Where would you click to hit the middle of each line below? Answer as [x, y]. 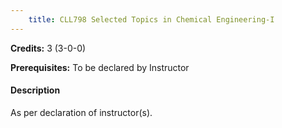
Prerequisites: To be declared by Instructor [100, 67]
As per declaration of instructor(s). [81, 112]
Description [35, 90]
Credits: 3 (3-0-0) [48, 48]
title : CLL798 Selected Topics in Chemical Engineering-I [151, 19]
